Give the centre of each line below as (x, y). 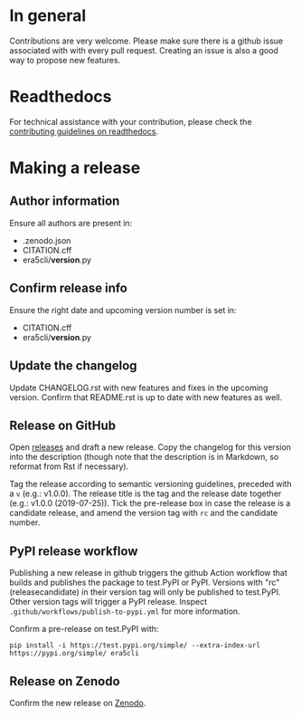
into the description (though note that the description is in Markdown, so (144, 457)
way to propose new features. (65, 60)
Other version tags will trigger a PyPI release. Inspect (108, 602)
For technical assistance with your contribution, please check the (131, 121)
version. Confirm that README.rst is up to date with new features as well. (146, 397)
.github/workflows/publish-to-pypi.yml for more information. (125, 611)
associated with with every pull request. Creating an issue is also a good (144, 50)
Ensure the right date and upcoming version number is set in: (123, 310)
